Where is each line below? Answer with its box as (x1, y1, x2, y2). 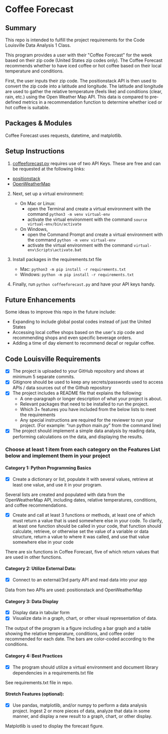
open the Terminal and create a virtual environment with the (27, 205, 151, 212)
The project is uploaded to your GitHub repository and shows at (12, 368, 144, 374)
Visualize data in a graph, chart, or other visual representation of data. (12, 615, 157, 621)
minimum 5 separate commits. (12, 374, 75, 380)
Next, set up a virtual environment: (12, 190, 84, 197)
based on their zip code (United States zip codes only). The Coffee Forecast (5, 57, 163, 63)
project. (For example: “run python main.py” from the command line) (20, 423, 161, 429)
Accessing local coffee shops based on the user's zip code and (12, 330, 144, 336)
